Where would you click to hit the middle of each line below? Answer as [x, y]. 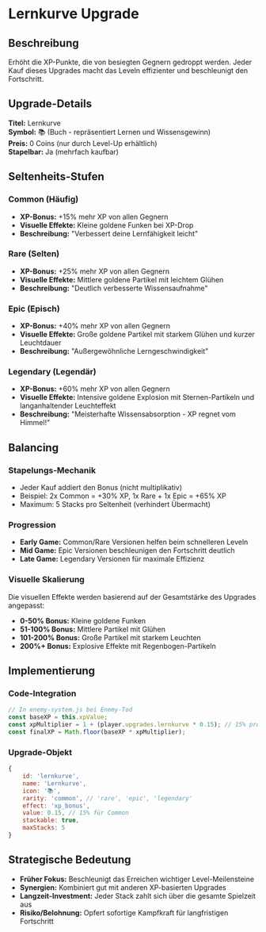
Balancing [34, 448]
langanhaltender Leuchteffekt [68, 406]
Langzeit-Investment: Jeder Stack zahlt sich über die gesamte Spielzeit [137, 896]
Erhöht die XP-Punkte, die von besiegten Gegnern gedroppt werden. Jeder [130, 62]
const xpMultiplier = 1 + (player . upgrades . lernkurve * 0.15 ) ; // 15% [127, 725]
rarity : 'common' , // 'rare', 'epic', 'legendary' [108, 798]
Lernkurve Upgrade [74, 14]
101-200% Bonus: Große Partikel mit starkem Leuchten [110, 637]
